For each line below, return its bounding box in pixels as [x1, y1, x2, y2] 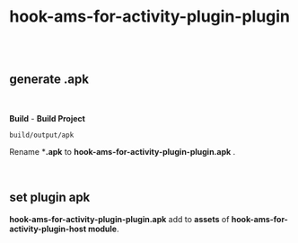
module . [88, 223, 119, 234]
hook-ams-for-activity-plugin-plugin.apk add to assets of [9, 213, 230, 224]
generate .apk [9, 72, 90, 87]
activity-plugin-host [9, 223, 87, 234]
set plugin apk [9, 190, 91, 205]
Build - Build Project [9, 112, 85, 123]
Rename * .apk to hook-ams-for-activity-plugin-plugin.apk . [9, 146, 236, 157]
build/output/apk [9, 130, 74, 139]
